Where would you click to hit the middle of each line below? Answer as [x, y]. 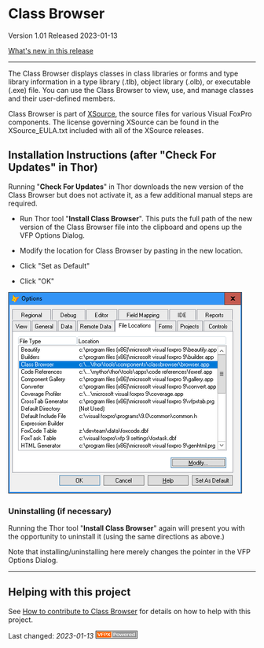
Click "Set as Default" [55, 265]
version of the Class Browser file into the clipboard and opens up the [130, 227]
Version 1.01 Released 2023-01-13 [63, 35]
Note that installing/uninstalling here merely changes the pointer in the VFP [130, 552]
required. [23, 203]
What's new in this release [51, 50]
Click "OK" [37, 281]
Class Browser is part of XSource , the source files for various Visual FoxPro [130, 113]
